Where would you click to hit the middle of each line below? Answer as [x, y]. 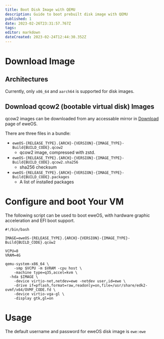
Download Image [40, 61]
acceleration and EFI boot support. [40, 220]
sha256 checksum [38, 167]
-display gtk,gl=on [34, 298]
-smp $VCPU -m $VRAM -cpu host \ [48, 268]
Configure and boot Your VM [64, 201]
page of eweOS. [21, 124]
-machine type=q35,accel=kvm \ [46, 272]
